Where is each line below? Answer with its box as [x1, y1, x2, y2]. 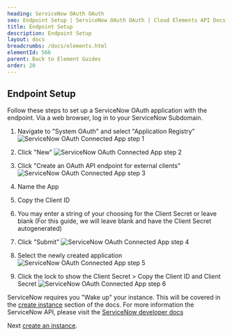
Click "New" [17, 148, 53, 157]
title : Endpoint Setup [7, 23, 73, 30]
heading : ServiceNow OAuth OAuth [7, 10, 105, 17]
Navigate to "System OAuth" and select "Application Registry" [17, 127, 195, 136]
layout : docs [7, 36, 45, 43]
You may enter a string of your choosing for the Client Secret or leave [17, 210, 217, 218]
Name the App [17, 183, 59, 191]
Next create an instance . [7, 321, 78, 330]
